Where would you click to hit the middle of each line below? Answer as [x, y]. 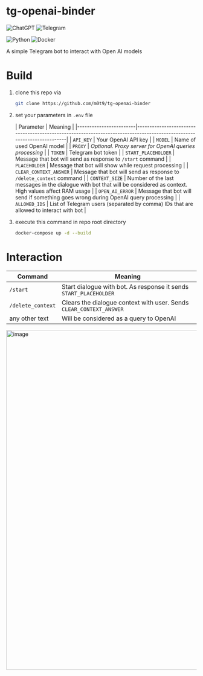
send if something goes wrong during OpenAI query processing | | [98, 197]
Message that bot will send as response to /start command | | [93, 159]
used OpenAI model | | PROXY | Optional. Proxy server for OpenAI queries [105, 146]
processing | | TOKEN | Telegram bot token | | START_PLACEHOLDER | [95, 152]
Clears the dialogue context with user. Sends [125, 302]
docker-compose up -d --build [53, 233]
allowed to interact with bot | [50, 210]
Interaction [34, 257]
